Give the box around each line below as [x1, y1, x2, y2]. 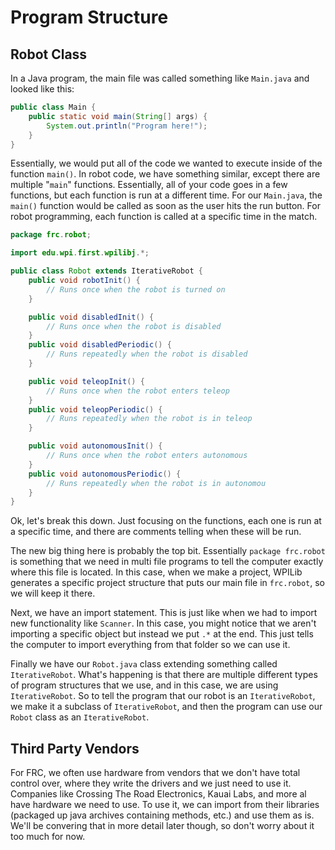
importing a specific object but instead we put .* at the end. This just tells [10, 628, 314, 640]
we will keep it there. [10, 587, 96, 600]
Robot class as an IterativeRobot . [10, 711, 150, 723]
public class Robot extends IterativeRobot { [10, 266, 203, 276]
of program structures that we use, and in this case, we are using [10, 679, 279, 691]
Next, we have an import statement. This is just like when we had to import [10, 607, 318, 619]
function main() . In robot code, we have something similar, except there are [10, 168, 321, 180]
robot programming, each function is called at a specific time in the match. [10, 211, 318, 223]
